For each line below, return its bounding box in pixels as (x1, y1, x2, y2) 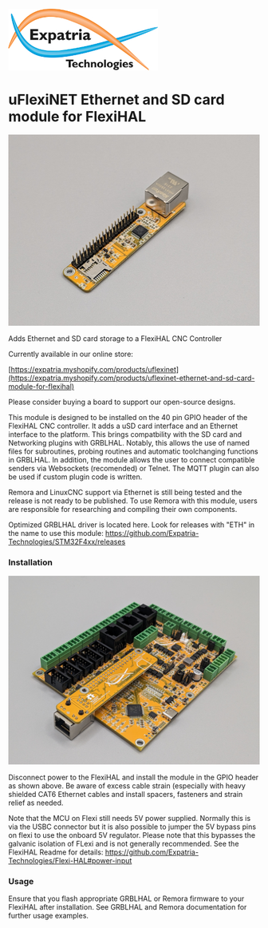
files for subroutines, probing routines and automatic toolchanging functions (8, 446, 258, 456)
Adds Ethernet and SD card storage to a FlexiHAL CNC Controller (8, 334, 223, 343)
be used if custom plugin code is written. (8, 472, 143, 482)
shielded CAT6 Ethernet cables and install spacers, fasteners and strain (8, 789, 243, 799)
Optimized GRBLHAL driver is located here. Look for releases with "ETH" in (8, 520, 255, 529)
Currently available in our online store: (8, 349, 134, 359)
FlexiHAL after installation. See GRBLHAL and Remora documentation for (8, 902, 247, 911)
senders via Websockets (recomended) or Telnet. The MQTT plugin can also (8, 464, 259, 474)
